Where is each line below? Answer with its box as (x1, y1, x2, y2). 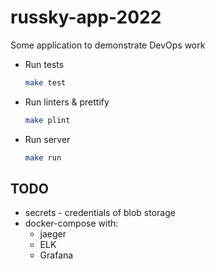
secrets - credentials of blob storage (24, 207, 176, 219)
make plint (24, 115, 71, 125)
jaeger (39, 228, 67, 240)
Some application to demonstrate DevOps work (10, 39, 206, 51)
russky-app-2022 (10, 6, 162, 29)
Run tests (24, 58, 65, 70)
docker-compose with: (24, 217, 119, 230)
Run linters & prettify (24, 96, 110, 108)
